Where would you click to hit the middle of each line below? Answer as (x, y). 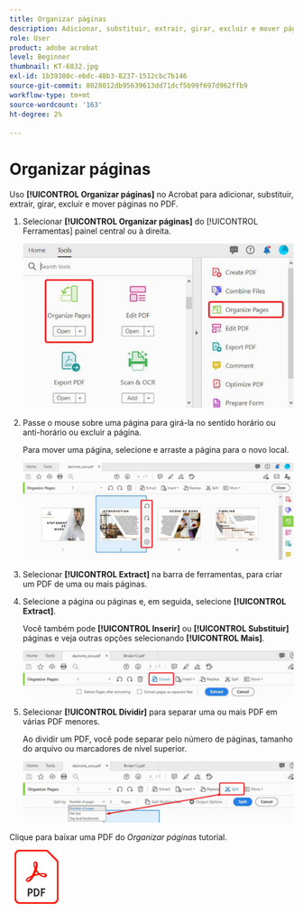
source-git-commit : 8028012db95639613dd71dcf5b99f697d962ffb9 (129, 86)
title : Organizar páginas (58, 19)
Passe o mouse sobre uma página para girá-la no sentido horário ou (149, 422)
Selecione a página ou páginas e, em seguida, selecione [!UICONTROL (154, 601)
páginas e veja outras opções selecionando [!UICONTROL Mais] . (143, 638)
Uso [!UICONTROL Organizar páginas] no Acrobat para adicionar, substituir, (151, 195)
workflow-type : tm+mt (50, 95)
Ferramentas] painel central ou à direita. (96, 231)
